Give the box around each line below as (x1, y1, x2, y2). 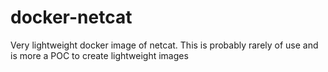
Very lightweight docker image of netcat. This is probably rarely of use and (10, 39, 319, 51)
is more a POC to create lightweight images (10, 49, 189, 61)
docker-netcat (10, 6, 133, 29)
